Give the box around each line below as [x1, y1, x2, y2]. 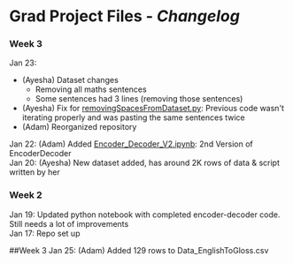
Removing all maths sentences [35, 84, 148, 94]
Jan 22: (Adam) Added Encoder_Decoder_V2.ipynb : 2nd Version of [9, 139, 254, 149]
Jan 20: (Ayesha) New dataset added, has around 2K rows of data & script [9, 157, 281, 169]
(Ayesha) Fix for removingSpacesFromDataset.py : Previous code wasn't [21, 103, 285, 114]
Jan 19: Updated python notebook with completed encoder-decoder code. [9, 209, 281, 220]
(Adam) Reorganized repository [21, 122, 137, 132]
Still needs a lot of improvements [9, 218, 129, 229]
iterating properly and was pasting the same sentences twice [21, 112, 245, 123]
